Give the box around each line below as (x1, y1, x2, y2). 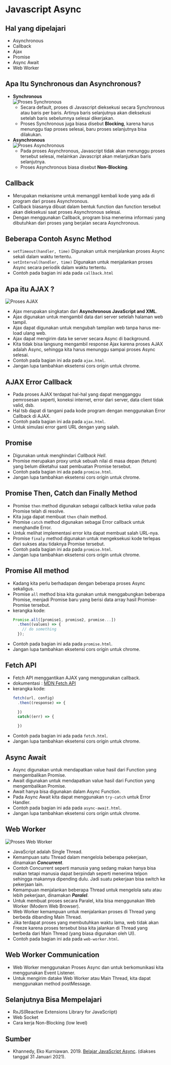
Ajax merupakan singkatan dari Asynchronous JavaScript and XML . (12, 309, 158, 315)
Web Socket (12, 1014, 39, 1020)
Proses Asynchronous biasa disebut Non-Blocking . (20, 164, 129, 170)
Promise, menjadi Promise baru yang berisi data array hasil (12, 596, 137, 603)
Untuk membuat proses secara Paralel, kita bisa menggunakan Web (12, 897, 156, 904)
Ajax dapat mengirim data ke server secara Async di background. (12, 336, 151, 342)
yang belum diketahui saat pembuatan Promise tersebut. (12, 463, 132, 469)
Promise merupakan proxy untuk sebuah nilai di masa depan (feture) (12, 458, 157, 464)
